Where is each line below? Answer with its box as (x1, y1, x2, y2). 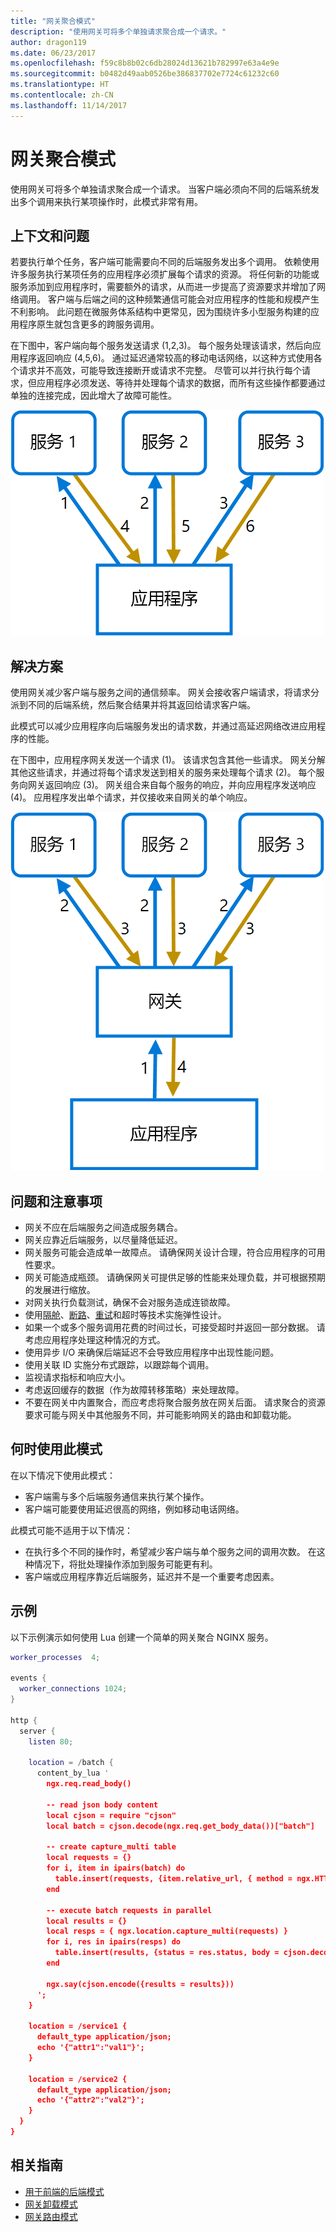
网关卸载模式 (24, 2198, 78, 2210)
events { (10, 1673, 47, 1684)
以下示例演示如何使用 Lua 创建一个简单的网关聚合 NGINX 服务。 (10, 1631, 274, 1643)
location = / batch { (28, 1758, 114, 1768)
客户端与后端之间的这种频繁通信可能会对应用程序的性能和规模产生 (47, 293, 320, 305)
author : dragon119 (10, 37, 87, 47)
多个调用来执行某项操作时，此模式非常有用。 (18, 195, 203, 207)
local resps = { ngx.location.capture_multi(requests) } (46, 1926, 288, 1937)
